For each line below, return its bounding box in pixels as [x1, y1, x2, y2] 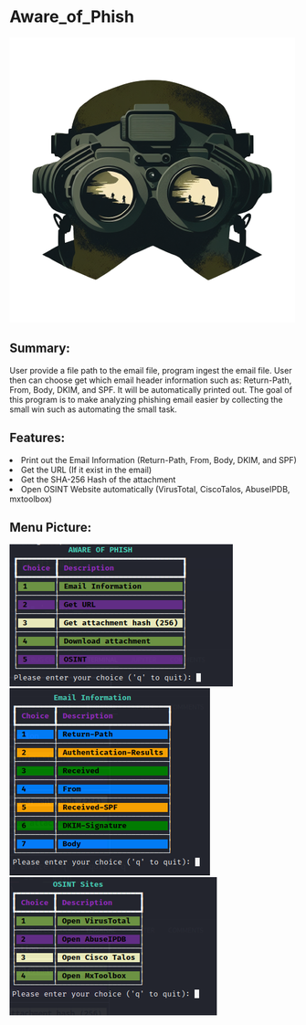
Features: [9, 430, 66, 446]
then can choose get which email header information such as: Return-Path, [9, 375, 292, 386]
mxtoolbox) [9, 493, 53, 504]
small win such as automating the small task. [9, 404, 178, 415]
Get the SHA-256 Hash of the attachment [21, 473, 176, 485]
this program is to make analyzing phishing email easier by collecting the [9, 394, 283, 405]
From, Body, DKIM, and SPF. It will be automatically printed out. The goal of [9, 384, 292, 395]
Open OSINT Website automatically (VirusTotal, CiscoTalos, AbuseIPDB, [21, 483, 290, 494]
